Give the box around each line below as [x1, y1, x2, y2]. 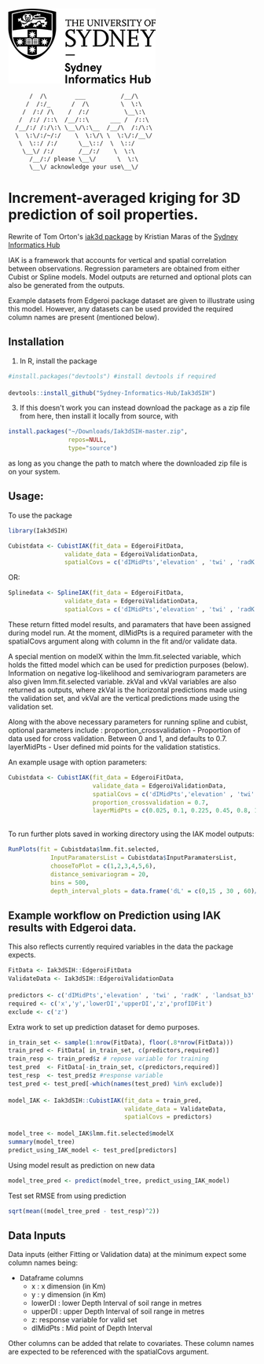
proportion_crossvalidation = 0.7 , [92, 798, 210, 806]
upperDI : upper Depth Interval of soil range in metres [31, 1307, 205, 1316]
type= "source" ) [68, 444, 118, 452]
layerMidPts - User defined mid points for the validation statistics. [8, 742, 221, 751]
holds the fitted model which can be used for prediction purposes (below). [8, 660, 249, 669]
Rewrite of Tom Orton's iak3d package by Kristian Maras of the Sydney [8, 231, 238, 241]
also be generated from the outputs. [8, 280, 125, 289]
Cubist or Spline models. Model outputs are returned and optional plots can [8, 272, 252, 282]
